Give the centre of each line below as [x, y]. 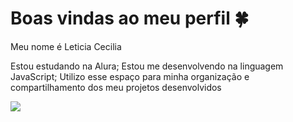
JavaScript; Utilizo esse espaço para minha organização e [130, 76]
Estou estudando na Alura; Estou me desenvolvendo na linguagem [147, 66]
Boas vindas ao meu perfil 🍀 [129, 18]
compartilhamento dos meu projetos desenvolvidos [116, 87]
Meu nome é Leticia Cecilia [66, 46]
